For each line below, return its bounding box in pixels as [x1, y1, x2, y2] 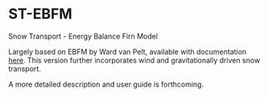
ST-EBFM [8, 5, 72, 23]
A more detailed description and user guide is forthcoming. [8, 79, 204, 89]
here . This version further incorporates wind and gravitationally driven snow [8, 55, 261, 65]
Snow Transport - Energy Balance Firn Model [8, 31, 159, 41]
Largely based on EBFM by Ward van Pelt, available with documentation [8, 46, 247, 56]
